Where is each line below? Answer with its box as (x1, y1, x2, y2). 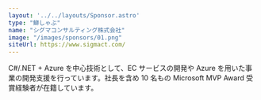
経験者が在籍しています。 (14, 83, 98, 93)
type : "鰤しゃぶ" (8, 19, 61, 27)
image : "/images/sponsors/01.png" (8, 33, 123, 42)
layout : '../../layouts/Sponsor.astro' (8, 11, 140, 20)
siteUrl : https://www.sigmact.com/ (8, 41, 126, 49)
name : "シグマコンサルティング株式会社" (8, 26, 125, 34)
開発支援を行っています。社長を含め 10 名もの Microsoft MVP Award (21, 73, 244, 83)
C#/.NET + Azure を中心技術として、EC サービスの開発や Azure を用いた (8, 64, 246, 73)
